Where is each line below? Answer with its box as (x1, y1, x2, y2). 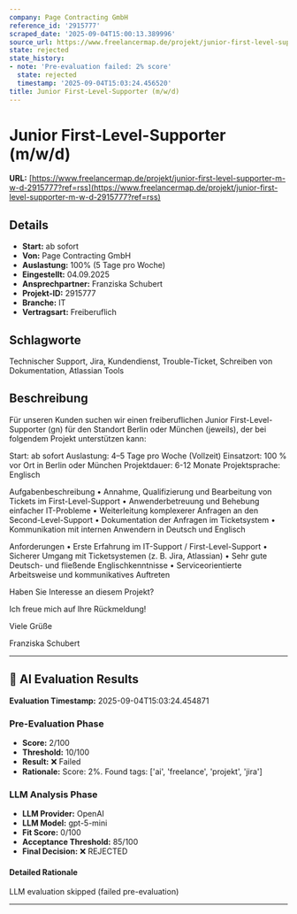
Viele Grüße (9, 620, 53, 631)
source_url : (9, 37, 53, 47)
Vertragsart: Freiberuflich (21, 307, 117, 318)
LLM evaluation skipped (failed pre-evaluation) (9, 887, 179, 897)
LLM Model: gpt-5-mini (21, 818, 108, 828)
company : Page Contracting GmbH (9, 12, 128, 22)
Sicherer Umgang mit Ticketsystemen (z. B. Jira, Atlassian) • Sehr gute (9, 550, 268, 561)
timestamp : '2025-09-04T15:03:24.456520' (17, 79, 172, 88)
